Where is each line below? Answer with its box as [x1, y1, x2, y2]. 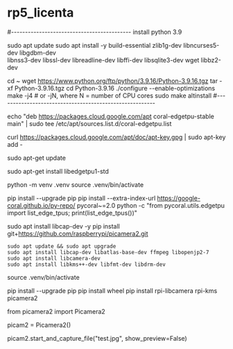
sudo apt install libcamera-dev [7, 255, 101, 262]
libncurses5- [183, 41, 220, 49]
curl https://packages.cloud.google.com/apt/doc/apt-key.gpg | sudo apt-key [7, 133, 226, 141]
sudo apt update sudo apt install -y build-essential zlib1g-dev [7, 41, 182, 49]
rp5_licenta [7, 5, 74, 21]
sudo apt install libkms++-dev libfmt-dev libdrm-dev [7, 261, 166, 268]
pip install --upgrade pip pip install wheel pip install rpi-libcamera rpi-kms [7, 286, 218, 295]
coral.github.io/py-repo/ [7, 201, 76, 209]
